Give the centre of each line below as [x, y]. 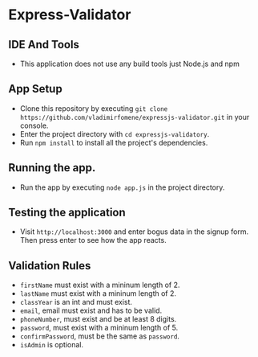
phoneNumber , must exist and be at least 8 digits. [98, 319]
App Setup [35, 89]
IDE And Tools [44, 45]
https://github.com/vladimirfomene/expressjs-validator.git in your [135, 117]
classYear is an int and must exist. [76, 302]
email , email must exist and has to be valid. [91, 310]
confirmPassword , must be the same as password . [100, 336]
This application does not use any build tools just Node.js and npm [130, 64]
